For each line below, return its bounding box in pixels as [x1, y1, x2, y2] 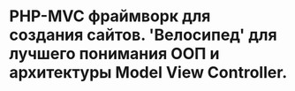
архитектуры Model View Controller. [9, 63, 288, 83]
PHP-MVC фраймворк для [9, 6, 211, 27]
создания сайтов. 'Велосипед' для [9, 25, 277, 45]
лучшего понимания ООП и [9, 44, 220, 64]
